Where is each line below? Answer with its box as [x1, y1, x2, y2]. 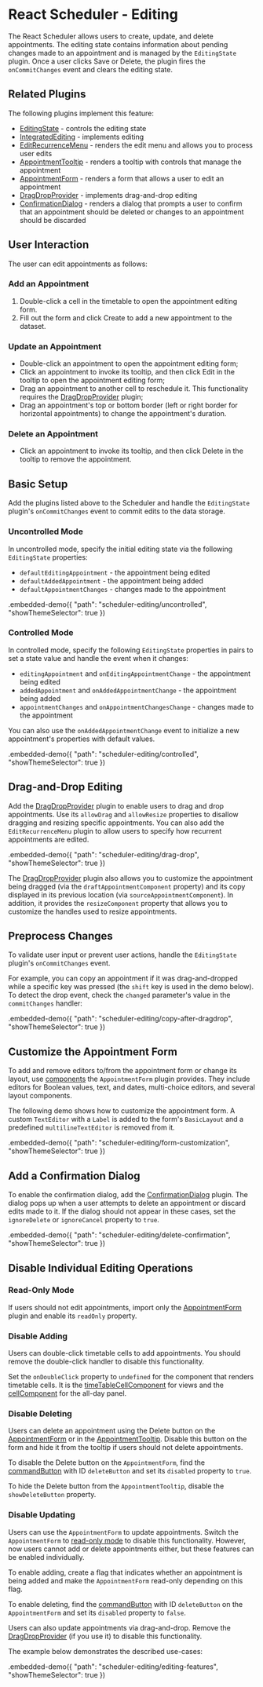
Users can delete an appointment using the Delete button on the [8, 1426, 216, 1436]
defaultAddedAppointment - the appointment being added [19, 575, 204, 586]
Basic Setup [8, 477, 68, 491]
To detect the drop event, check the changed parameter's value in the [8, 991, 231, 1000]
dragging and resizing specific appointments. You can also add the [8, 818, 225, 827]
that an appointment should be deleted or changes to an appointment [19, 206, 245, 217]
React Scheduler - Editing [8, 5, 178, 24]
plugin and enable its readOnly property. [8, 1311, 137, 1320]
